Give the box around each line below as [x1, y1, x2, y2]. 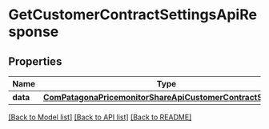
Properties [8, 54, 62, 68]
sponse [8, 22, 59, 41]
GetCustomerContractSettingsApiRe [8, 6, 258, 24]
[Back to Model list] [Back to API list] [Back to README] [8, 112, 192, 122]
